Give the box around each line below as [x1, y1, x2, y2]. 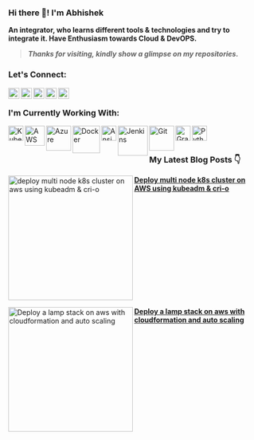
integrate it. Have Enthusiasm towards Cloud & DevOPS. [8, 33, 197, 43]
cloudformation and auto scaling [134, 315, 244, 325]
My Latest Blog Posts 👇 [149, 154, 241, 165]
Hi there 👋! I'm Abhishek [8, 7, 104, 18]
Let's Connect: [8, 69, 67, 81]
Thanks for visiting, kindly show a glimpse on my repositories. [27, 49, 239, 59]
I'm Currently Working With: [8, 107, 120, 118]
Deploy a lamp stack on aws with [134, 307, 245, 316]
